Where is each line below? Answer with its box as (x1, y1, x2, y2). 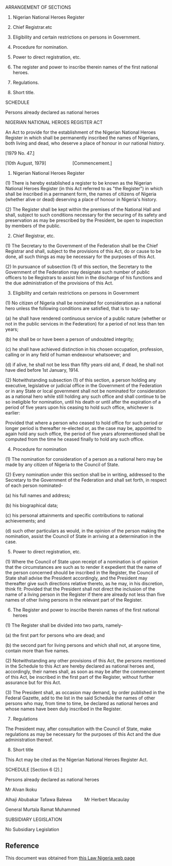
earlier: (5, 410, 20, 416)
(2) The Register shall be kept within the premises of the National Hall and (5, 206, 161, 212)
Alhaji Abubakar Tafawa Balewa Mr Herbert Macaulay (5, 797, 130, 803)
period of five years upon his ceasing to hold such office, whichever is (5, 404, 154, 410)
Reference (5, 841, 39, 850)
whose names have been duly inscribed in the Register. (5, 706, 122, 712)
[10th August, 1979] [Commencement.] (5, 160, 113, 166)
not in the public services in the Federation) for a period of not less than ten (5, 321, 165, 327)
